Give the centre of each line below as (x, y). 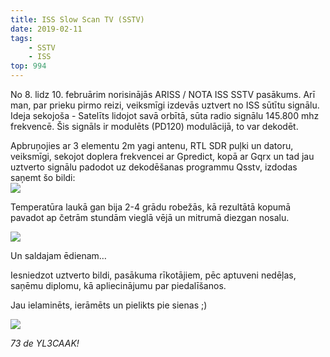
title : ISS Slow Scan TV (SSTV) (77, 19)
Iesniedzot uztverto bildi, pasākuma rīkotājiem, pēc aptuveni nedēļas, (153, 275)
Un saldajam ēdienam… (58, 255)
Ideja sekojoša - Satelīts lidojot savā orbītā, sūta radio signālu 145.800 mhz (165, 115)
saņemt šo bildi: (43, 177)
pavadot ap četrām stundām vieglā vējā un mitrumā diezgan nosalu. (150, 217)
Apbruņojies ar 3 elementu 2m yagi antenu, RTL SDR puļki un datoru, (152, 145)
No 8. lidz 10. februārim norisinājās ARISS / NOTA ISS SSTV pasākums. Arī (163, 94)
